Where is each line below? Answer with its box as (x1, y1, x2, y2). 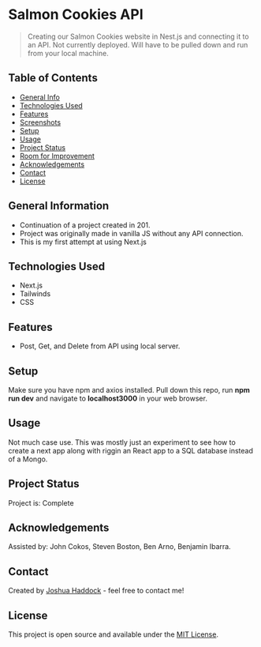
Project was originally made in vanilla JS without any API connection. (19, 228, 244, 238)
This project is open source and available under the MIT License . (8, 630, 219, 639)
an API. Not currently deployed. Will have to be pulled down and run (27, 39, 248, 49)
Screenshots (19, 117, 62, 127)
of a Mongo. (8, 454, 48, 464)
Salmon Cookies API (8, 6, 144, 24)
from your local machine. (27, 48, 109, 58)
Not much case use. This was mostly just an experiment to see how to (8, 437, 237, 447)
